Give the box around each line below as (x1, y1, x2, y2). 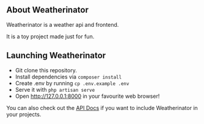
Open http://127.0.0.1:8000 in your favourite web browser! (15, 92, 160, 100)
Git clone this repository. (15, 66, 78, 74)
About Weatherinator (6, 5, 89, 15)
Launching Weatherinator (6, 50, 106, 61)
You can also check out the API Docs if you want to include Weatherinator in (6, 104, 199, 111)
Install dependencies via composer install (15, 73, 122, 80)
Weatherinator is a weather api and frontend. (6, 21, 119, 28)
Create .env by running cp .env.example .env (15, 79, 129, 87)
